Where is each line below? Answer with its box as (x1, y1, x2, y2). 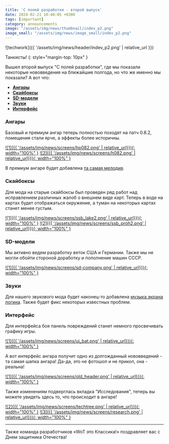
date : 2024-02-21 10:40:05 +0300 (5, 12, 75, 17)
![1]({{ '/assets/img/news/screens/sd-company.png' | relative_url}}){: (5, 264, 148, 270)
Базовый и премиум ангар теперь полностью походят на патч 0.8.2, (5, 130, 152, 136)
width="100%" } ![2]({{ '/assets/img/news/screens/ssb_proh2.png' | (5, 220, 147, 226)
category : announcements (5, 21, 57, 27)
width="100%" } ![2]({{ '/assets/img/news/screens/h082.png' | (5, 150, 136, 156)
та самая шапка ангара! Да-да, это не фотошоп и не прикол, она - (5, 359, 148, 365)
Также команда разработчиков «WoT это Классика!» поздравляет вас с (5, 429, 160, 435)
